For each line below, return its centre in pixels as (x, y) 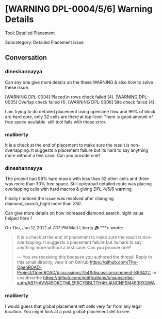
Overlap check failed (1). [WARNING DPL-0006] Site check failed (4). (87, 102)
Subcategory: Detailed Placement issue (44, 42)
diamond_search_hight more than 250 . (43, 204)
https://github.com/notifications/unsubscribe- (89, 278)
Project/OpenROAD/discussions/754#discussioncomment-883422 (83, 273)
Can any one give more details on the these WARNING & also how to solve (79, 82)
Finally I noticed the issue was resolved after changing (59, 199)
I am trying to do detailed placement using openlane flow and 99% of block (80, 111)
